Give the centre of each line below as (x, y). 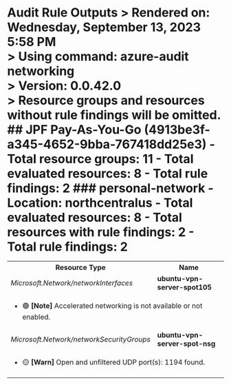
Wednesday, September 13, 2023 (104, 27)
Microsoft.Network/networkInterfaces (71, 283)
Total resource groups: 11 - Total (100, 159)
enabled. (36, 317)
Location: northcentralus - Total (100, 203)
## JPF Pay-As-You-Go (74, 130)
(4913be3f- (177, 130)
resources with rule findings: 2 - (101, 232)
